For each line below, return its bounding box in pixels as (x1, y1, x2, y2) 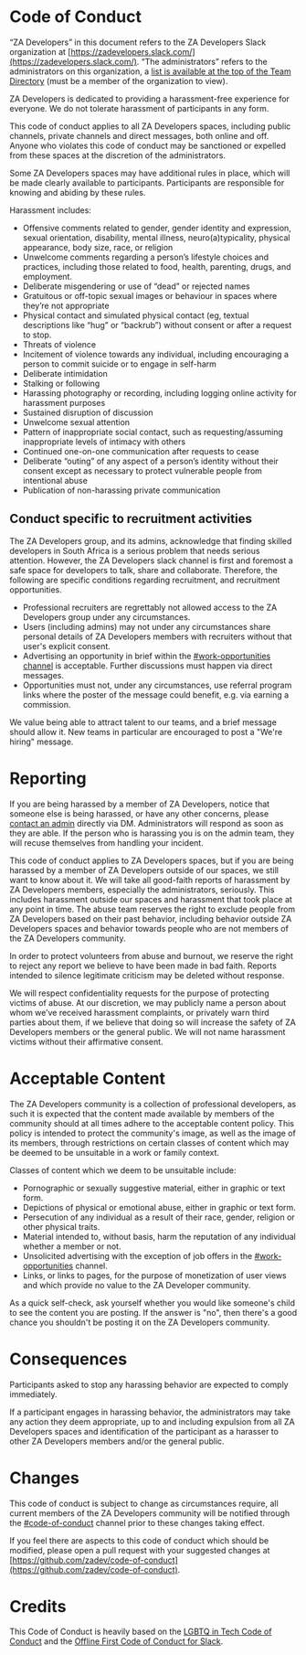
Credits (9, 1596, 67, 1617)
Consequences (9, 1349, 128, 1369)
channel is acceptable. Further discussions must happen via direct (22, 660, 273, 671)
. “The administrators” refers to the (136, 56, 268, 67)
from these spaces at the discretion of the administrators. (9, 149, 227, 161)
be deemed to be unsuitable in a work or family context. (9, 1147, 220, 1158)
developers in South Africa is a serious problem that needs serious (9, 545, 260, 556)
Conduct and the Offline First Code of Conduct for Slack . (9, 1636, 224, 1647)
